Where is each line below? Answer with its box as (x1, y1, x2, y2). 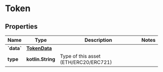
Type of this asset (60, 53, 101, 59)
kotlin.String (26, 56, 56, 62)
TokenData (26, 45, 52, 52)
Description (84, 37, 113, 43)
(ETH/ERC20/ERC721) (60, 59, 113, 66)
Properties (5, 22, 38, 31)
